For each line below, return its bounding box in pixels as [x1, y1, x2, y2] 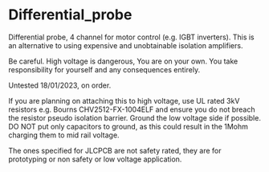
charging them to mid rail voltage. [8, 130, 120, 140]
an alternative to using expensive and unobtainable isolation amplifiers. [8, 40, 243, 50]
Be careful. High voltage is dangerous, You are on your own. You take [8, 56, 238, 66]
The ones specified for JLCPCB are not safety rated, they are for [8, 145, 222, 155]
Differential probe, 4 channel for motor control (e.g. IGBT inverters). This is [8, 32, 255, 42]
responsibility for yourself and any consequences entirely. [8, 64, 201, 74]
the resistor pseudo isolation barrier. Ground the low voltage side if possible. [8, 113, 261, 122]
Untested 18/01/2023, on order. [8, 80, 112, 90]
